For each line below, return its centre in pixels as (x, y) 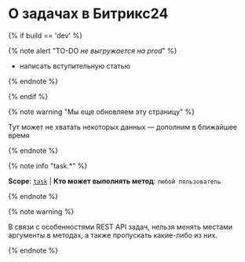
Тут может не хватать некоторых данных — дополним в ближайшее (123, 127)
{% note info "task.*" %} (48, 165)
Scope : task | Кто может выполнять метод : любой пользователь (115, 181)
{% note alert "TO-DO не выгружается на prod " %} (93, 50)
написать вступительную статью (75, 66)
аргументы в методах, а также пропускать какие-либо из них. (113, 235)
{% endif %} (28, 96)
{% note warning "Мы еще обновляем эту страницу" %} (101, 112)
